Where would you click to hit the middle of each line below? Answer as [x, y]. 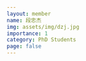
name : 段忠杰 [24, 20]
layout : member [29, 14]
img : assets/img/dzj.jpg [43, 27]
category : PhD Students [42, 40]
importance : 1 [27, 33]
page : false [24, 46]
